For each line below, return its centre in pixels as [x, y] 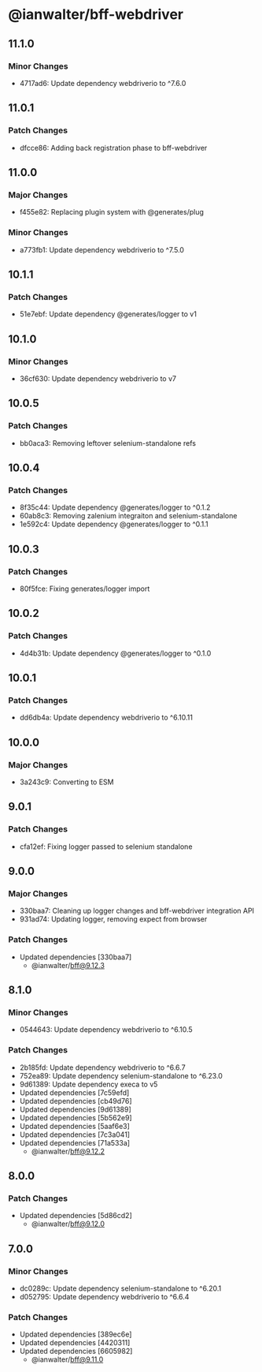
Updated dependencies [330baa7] [76, 957]
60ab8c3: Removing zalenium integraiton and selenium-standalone [128, 516]
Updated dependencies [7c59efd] [74, 1092]
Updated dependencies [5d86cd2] [76, 1216]
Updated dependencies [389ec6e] [76, 1334]
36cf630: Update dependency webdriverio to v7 [98, 378]
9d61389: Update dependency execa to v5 [89, 1084]
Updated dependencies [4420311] [75, 1343]
